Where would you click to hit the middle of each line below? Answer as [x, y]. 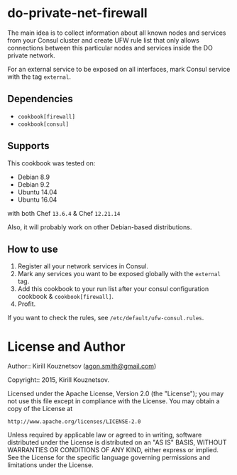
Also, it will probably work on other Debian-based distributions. [100, 227]
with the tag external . [39, 77]
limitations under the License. [50, 465]
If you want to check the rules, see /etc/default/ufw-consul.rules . [106, 318]
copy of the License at [40, 409]
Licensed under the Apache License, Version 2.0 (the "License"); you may [116, 394]
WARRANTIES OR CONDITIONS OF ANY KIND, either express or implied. [113, 450]
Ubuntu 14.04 [37, 192]
